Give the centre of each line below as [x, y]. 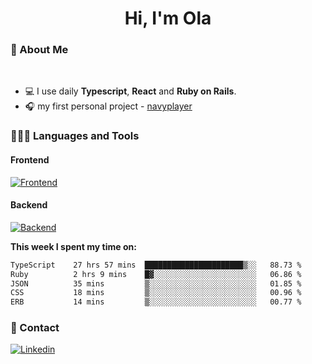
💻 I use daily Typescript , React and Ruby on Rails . [130, 91]
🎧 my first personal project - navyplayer [108, 106]
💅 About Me [39, 50]
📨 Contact [35, 328]
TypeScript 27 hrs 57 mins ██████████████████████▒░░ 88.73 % [156, 265]
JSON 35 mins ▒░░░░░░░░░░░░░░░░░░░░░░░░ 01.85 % [156, 283]
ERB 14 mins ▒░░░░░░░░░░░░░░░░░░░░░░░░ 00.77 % [156, 302]
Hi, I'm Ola [168, 18]
